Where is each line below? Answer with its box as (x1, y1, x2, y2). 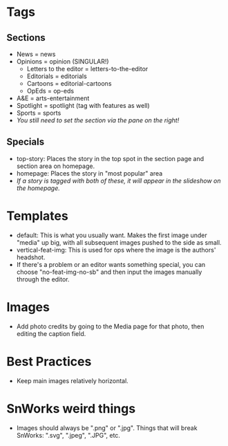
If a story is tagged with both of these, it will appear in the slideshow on (16, 176, 221, 185)
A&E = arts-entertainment (16, 94, 90, 102)
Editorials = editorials (26, 72, 87, 80)
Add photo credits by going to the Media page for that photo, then (16, 322, 205, 331)
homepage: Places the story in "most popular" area (16, 169, 163, 177)
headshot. (16, 253, 46, 261)
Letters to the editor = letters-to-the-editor (26, 65, 149, 73)
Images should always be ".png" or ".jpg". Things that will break (16, 423, 198, 432)
